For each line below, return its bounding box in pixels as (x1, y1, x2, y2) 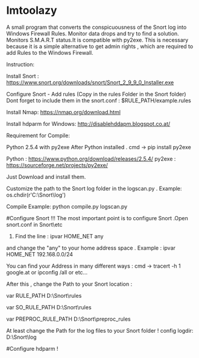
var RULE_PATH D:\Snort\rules (6, 292, 82, 299)
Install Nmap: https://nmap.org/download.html (6, 108, 121, 116)
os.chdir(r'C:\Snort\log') (6, 191, 66, 199)
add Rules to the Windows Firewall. (6, 49, 93, 56)
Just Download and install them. (6, 173, 86, 181)
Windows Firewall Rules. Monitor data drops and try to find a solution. (6, 29, 179, 37)
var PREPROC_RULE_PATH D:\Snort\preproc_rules (6, 315, 131, 323)
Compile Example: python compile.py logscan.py (6, 203, 128, 210)
